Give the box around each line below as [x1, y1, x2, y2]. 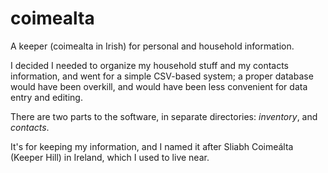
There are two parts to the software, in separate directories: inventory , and [10, 110, 318, 122]
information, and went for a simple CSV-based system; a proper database [10, 70, 314, 82]
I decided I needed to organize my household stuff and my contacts [10, 59, 289, 71]
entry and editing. [10, 91, 83, 103]
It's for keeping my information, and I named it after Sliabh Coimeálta [10, 140, 294, 152]
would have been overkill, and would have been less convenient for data [10, 80, 308, 92]
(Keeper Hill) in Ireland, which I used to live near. [10, 151, 210, 163]
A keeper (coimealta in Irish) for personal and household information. [10, 40, 295, 52]
